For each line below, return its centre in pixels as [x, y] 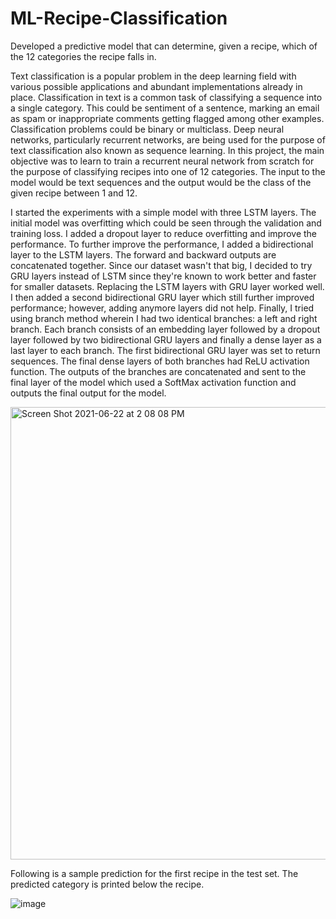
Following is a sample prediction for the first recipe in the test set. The [154, 873]
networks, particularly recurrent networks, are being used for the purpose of [168, 139]
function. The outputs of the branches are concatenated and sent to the [158, 371]
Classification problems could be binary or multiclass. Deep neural [147, 129]
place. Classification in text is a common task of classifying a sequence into [166, 97]
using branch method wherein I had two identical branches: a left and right [164, 318]
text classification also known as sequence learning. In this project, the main [167, 150]
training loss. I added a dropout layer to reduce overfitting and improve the [163, 233]
